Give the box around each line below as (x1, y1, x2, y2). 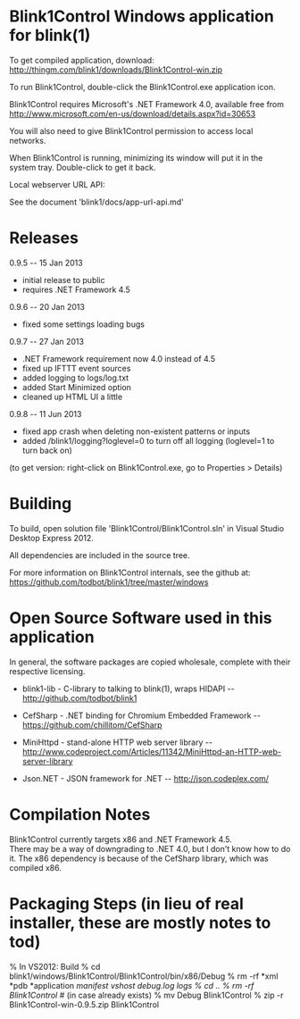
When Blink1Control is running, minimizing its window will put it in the (9, 152, 263, 163)
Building (9, 494, 72, 514)
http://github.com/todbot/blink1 (21, 692, 137, 703)
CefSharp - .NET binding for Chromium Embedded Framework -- (21, 710, 262, 721)
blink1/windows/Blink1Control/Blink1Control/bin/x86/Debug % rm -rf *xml (9, 971, 279, 981)
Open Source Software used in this (9, 608, 272, 628)
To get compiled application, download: (9, 54, 154, 65)
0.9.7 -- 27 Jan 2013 (9, 336, 85, 347)
